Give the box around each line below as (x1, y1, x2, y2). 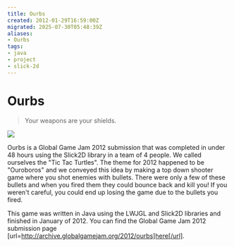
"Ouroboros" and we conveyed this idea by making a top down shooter (7, 165, 214, 174)
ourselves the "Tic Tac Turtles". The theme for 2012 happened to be (7, 158, 204, 166)
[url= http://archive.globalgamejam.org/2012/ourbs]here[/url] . (7, 232, 185, 240)
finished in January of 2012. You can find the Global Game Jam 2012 (7, 216, 207, 225)
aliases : (7, 30, 33, 37)
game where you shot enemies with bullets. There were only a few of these (7, 173, 226, 182)
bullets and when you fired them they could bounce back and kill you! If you (7, 180, 228, 189)
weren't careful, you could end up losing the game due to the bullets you (7, 188, 218, 196)
